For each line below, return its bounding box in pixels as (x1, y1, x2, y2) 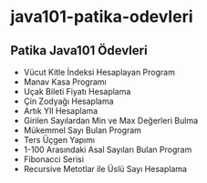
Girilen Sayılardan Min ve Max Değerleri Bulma (23, 116, 199, 126)
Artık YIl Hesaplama (23, 106, 98, 116)
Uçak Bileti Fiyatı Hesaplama (23, 86, 131, 97)
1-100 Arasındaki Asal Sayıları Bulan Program (23, 144, 192, 155)
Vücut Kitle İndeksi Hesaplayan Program (23, 66, 176, 77)
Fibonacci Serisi (23, 154, 85, 165)
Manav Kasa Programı (23, 76, 108, 87)
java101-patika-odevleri (10, 6, 194, 27)
